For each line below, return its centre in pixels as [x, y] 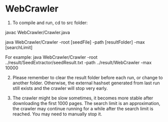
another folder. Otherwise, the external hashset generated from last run [86, 83]
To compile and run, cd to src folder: [50, 23]
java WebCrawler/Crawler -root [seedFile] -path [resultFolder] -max [75, 42]
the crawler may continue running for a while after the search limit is [83, 108]
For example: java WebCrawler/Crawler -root [51, 57]
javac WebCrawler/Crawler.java [38, 32]
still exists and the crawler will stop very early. [60, 88]
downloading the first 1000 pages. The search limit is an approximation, [86, 103]
